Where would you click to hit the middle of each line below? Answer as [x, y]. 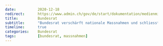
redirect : [15, 14]
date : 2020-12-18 [32, 9]
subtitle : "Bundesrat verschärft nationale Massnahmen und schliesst [82, 23]
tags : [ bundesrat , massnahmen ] [47, 36]
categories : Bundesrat [31, 32]
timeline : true [26, 27]
